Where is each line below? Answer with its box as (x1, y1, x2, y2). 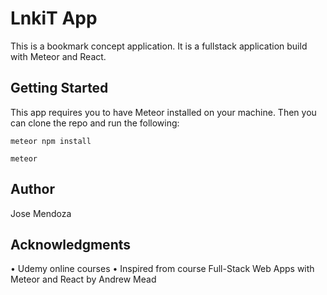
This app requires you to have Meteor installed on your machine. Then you (10, 106, 317, 118)
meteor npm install (10, 136, 92, 146)
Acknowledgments (10, 236, 132, 253)
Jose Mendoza (10, 207, 72, 219)
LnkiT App (10, 7, 98, 30)
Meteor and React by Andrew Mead (10, 273, 157, 286)
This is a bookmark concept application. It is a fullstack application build (10, 40, 308, 52)
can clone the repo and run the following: (10, 117, 180, 129)
